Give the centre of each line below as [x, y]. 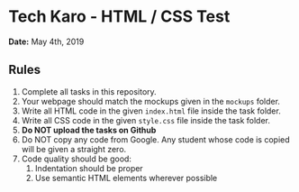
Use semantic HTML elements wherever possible [126, 178]
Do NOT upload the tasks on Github [89, 130]
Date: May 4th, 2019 [46, 41]
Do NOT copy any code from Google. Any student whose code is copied [155, 139]
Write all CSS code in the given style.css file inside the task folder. [146, 120]
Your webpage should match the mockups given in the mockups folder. [151, 101]
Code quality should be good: [77, 159]
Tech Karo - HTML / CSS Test [119, 17]
